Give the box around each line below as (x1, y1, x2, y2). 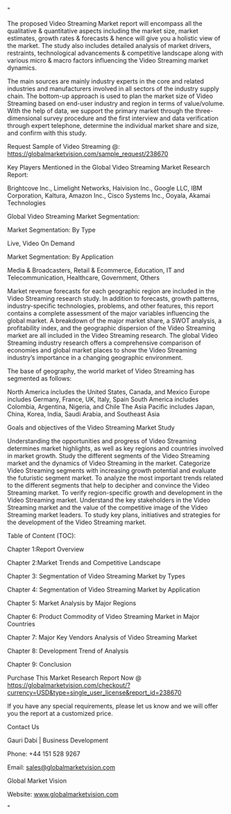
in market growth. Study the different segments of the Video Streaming (7, 452, 210, 459)
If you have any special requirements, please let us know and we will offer (7, 702, 219, 710)
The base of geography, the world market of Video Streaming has (7, 367, 195, 375)
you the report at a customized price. (7, 709, 113, 717)
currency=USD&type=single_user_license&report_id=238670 (7, 688, 182, 697)
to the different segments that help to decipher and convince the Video (7, 481, 210, 489)
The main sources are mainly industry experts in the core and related (7, 77, 205, 86)
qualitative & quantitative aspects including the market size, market (7, 27, 199, 35)
